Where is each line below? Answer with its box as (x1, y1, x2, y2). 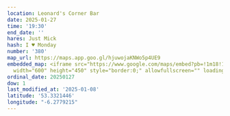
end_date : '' (7, 29, 44, 36)
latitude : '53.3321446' (7, 93, 75, 100)
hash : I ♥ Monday (7, 42, 57, 48)
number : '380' (7, 48, 48, 55)
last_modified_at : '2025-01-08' (7, 86, 99, 93)
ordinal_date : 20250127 (7, 73, 75, 81)
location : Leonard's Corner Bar (7, 10, 99, 17)
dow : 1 (7, 80, 26, 87)
